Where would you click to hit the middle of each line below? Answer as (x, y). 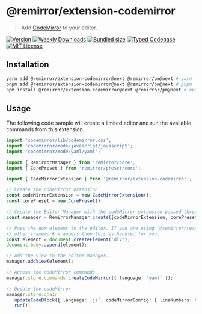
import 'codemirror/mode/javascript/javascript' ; (70, 146)
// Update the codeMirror (38, 289)
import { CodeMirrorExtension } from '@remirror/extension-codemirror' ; (99, 179)
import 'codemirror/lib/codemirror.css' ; (59, 140)
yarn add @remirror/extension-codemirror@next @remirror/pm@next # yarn (99, 78)
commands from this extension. (45, 129)
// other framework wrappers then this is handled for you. (83, 234)
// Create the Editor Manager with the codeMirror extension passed (94, 212)
